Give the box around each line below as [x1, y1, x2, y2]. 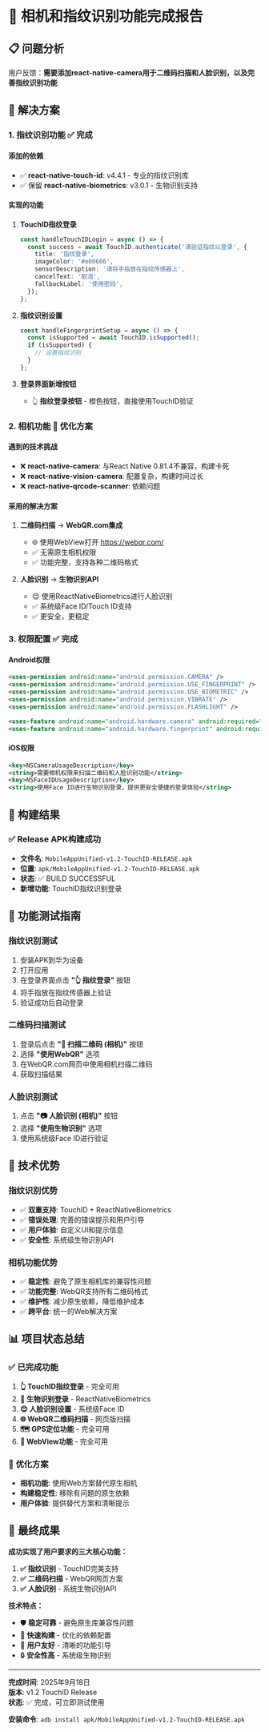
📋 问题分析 [8, 42, 65, 55]
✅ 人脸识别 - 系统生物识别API [19, 1583, 117, 1593]
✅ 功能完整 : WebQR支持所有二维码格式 [19, 1287, 149, 1296]
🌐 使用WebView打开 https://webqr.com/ [31, 537, 164, 547]
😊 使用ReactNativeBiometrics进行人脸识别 [31, 592, 173, 601]
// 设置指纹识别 [34, 349, 82, 357]
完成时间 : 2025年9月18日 [8, 1677, 90, 1686]
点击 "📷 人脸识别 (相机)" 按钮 [19, 1111, 118, 1121]
